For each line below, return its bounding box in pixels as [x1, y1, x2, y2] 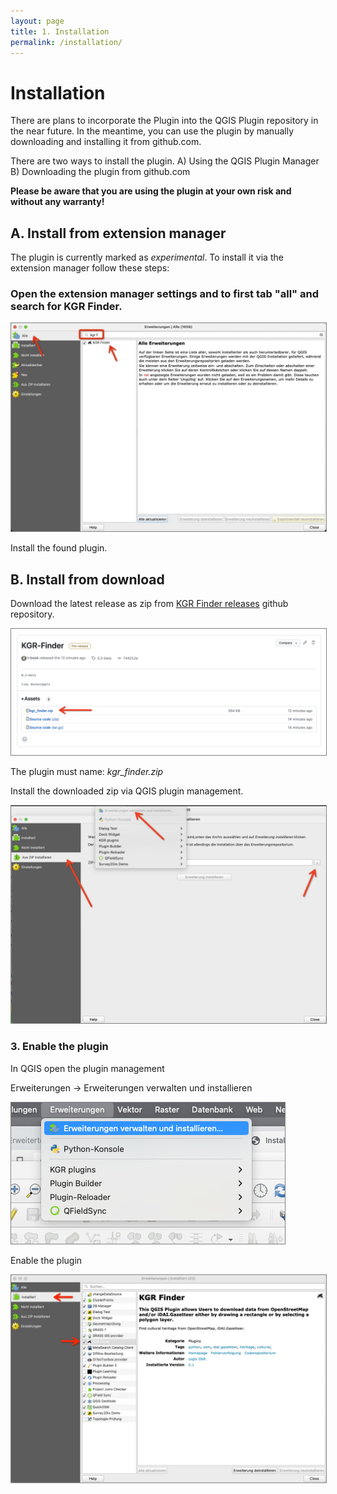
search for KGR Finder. [10, 300, 123, 314]
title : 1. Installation [10, 26, 110, 37]
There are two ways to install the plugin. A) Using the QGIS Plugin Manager [10, 155, 320, 167]
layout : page [10, 16, 65, 26]
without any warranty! [10, 196, 105, 208]
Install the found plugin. [10, 542, 108, 554]
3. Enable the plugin [10, 1040, 109, 1054]
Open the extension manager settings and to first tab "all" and [10, 287, 319, 301]
